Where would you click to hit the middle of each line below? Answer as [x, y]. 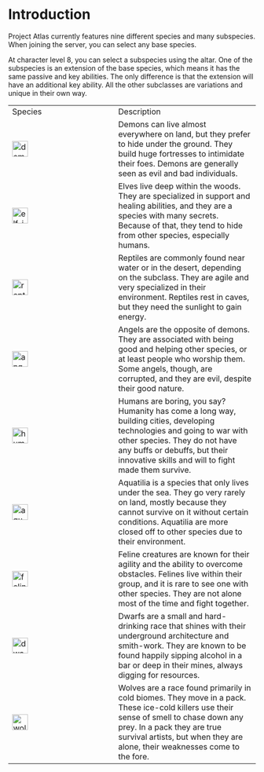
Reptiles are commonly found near [181, 258]
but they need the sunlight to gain [180, 306]
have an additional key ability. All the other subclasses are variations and [126, 85]
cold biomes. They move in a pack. [182, 697]
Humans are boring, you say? [172, 401]
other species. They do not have [178, 440]
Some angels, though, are [165, 368]
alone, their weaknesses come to [179, 746]
